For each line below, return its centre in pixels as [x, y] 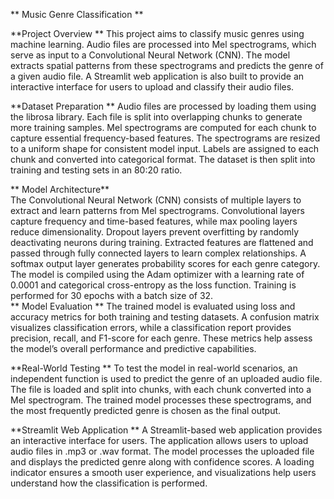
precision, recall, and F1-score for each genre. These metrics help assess [161, 338]
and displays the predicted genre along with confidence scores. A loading [162, 462]
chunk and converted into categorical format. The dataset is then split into [163, 159]
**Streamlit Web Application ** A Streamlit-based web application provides [166, 430]
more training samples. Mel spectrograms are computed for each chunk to [163, 127]
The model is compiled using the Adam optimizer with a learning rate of [157, 274]
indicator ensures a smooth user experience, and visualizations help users [163, 472]
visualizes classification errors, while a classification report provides [151, 327]
